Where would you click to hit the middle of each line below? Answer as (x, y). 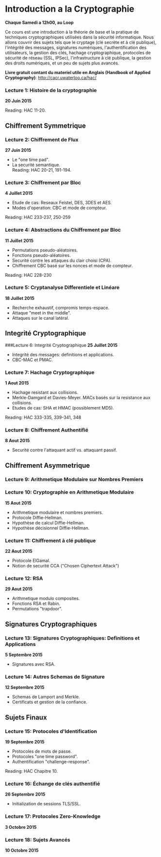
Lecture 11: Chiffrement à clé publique (50, 541)
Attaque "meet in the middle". (41, 312)
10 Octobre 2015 (22, 850)
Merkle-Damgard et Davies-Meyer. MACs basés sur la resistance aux (81, 397)
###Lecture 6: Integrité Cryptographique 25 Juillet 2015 (61, 345)
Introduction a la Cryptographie (70, 9)
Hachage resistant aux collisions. (45, 392)
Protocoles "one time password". (45, 757)
